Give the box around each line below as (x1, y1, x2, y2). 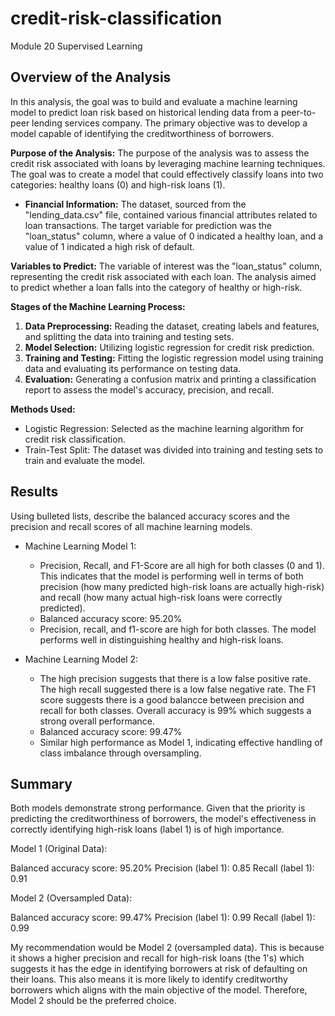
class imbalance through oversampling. (39, 747, 202, 759)
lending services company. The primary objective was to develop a (31, 117, 308, 129)
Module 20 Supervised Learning (10, 40, 143, 52)
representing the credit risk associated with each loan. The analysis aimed (10, 270, 317, 282)
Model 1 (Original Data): (10, 843, 108, 855)
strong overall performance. (39, 715, 155, 727)
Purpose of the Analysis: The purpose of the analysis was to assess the (10, 147, 310, 159)
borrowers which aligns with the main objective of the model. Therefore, (10, 984, 308, 996)
